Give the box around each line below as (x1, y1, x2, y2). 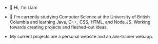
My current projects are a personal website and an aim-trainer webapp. (9, 34, 154, 39)
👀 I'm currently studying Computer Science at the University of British (9, 14, 150, 19)
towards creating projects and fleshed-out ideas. (9, 24, 108, 30)
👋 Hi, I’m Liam (9, 5, 38, 10)
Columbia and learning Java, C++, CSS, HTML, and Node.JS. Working (9, 19, 151, 25)
